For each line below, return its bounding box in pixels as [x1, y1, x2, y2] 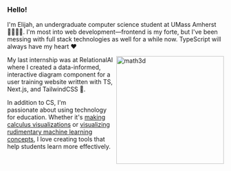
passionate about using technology [7, 105, 107, 114]
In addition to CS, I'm [7, 99, 67, 107]
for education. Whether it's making [7, 113, 106, 121]
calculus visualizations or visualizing [7, 121, 110, 129]
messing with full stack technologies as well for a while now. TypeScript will [7, 35, 221, 43]
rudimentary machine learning [7, 128, 93, 136]
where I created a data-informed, [7, 63, 101, 72]
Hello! [7, 5, 27, 14]
